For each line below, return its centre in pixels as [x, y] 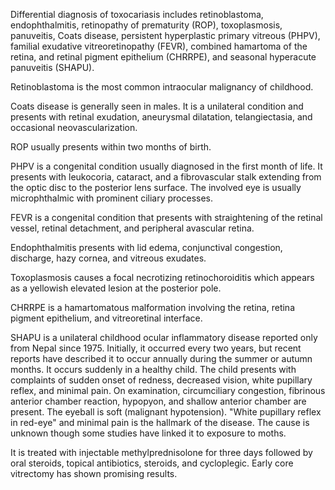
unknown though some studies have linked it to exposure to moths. [148, 433]
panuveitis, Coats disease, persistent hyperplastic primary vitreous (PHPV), [165, 35]
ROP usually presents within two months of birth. [111, 147]
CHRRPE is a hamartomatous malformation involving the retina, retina [152, 307]
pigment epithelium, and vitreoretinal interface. [106, 318]
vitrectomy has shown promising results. [94, 473]
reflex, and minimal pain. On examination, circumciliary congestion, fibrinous [168, 390]
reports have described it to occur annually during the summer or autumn [161, 358]
